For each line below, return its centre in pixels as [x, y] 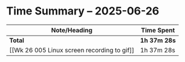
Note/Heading [72, 30]
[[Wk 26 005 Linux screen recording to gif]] [72, 50]
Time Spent [158, 30]
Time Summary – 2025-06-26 [83, 11]
